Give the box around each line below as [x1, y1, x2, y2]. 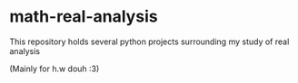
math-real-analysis [9, 6, 158, 27]
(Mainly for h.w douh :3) [9, 63, 100, 74]
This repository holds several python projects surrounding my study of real [9, 36, 290, 47]
